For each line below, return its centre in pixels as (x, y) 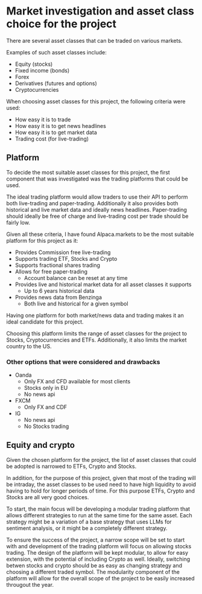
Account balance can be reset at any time (76, 278)
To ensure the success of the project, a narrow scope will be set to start (96, 540)
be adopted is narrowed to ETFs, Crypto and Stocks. (71, 466)
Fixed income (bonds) (42, 70)
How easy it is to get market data (56, 132)
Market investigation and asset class (100, 11)
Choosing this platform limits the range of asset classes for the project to (97, 333)
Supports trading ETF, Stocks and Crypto (66, 258)
